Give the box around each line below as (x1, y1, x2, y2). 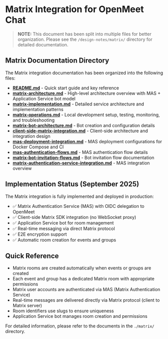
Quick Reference (5, 251, 59, 260)
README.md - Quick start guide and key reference (12, 85, 120, 91)
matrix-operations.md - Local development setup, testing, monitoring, (12, 111, 160, 118)
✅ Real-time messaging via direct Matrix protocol (12, 225, 115, 232)
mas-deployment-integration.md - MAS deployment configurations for (12, 138, 162, 144)
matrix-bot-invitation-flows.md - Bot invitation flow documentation (12, 154, 155, 160)
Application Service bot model (12, 95, 76, 101)
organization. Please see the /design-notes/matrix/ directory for (17, 36, 153, 42)
